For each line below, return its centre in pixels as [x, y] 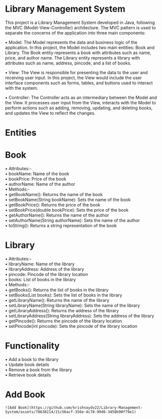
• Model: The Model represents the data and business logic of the [71, 42]
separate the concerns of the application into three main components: [75, 33]
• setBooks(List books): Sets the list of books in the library [64, 295]
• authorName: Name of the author [40, 184]
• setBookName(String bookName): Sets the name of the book [68, 200]
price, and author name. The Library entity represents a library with [72, 58]
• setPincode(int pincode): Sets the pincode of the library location [71, 326]
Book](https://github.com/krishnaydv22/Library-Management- [80, 408]
